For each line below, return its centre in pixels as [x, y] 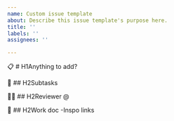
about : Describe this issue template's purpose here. [88, 20]
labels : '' [23, 33]
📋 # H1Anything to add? [42, 67]
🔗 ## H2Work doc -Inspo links [51, 110]
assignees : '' [28, 40]
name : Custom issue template [50, 14]
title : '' [22, 27]
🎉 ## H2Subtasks [33, 83]
